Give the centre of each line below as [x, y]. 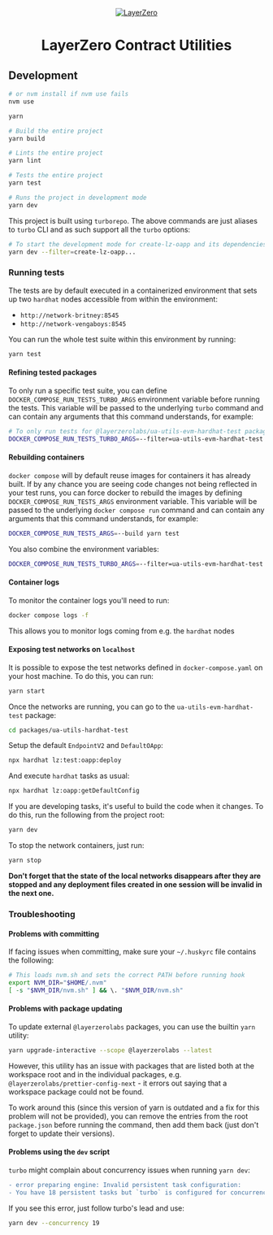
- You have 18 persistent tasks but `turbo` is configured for [118, 1192]
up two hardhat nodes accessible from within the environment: [113, 299]
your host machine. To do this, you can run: [81, 676]
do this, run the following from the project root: [87, 815]
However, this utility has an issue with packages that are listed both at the [131, 1066]
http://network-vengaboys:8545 [73, 324]
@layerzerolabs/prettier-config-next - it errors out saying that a [118, 1083]
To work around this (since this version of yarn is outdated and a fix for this [134, 1107]
